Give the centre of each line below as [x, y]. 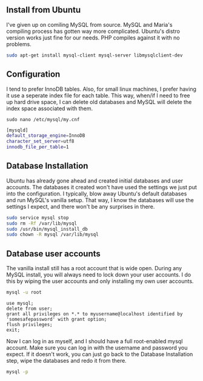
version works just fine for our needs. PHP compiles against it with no [93, 37]
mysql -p [17, 372]
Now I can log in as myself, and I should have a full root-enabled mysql [95, 341]
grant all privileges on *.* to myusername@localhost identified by [95, 314]
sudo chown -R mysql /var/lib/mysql [52, 235]
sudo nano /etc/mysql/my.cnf [43, 119]
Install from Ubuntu [44, 10]
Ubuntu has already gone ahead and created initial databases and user [95, 180]
